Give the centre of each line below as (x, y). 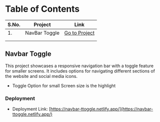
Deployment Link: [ (31, 109)
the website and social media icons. (41, 76)
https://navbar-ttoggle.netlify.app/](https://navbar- (102, 109)
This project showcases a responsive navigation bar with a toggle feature (80, 66)
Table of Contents (42, 9)
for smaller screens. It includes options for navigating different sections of (80, 71)
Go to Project (80, 33)
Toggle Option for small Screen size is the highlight (64, 85)
